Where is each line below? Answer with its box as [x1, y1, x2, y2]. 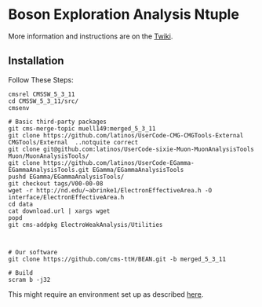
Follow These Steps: [8, 75, 74, 84]
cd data [8, 200, 34, 208]
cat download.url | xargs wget [8, 206, 111, 215]
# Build [8, 269, 34, 276]
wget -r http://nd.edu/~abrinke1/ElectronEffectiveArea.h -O [8, 186, 213, 194]
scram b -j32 [8, 276, 51, 283]
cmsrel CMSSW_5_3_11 [8, 90, 76, 98]
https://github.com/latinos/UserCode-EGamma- [42, 159, 195, 166]
